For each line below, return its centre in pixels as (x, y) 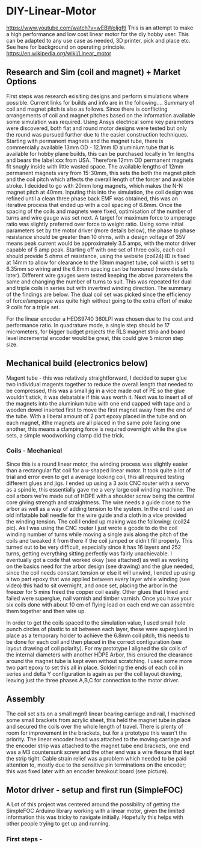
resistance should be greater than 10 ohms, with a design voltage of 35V (96, 236)
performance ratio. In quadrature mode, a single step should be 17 (88, 325)
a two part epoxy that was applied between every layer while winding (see (98, 579)
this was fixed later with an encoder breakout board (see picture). (87, 771)
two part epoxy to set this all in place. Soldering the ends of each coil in (95, 667)
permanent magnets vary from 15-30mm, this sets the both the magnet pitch (101, 173)
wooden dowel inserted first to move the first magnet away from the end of (99, 410)
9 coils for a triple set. (33, 307)
